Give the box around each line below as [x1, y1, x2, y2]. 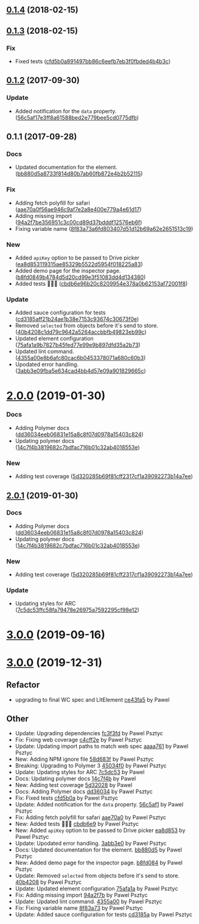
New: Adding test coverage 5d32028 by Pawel [15, 781, 133, 789]
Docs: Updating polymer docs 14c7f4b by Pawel [15, 775, 136, 782]
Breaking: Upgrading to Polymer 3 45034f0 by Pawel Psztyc [15, 762, 167, 769]
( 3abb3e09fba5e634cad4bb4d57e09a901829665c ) [15, 367, 146, 375]
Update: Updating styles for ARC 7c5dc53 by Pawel [15, 769, 145, 776]
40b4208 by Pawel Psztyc [15, 878, 82, 886]
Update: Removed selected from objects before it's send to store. [15, 872, 180, 880]
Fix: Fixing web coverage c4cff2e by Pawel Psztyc [15, 736, 142, 744]
